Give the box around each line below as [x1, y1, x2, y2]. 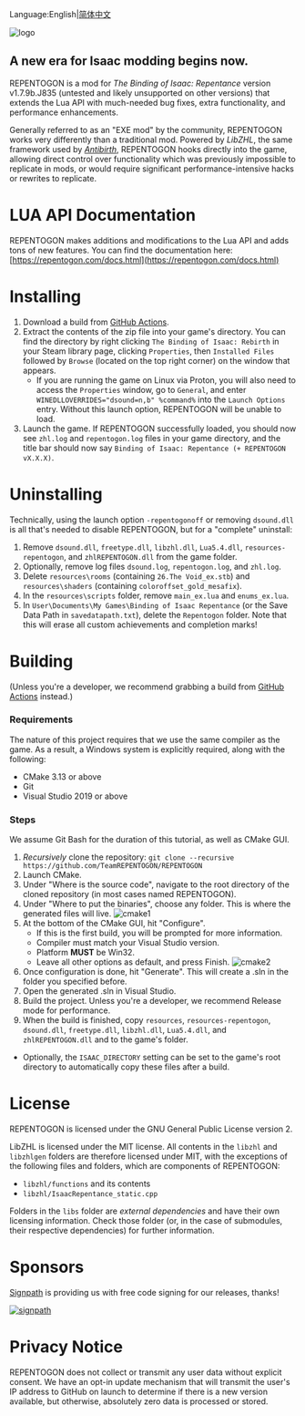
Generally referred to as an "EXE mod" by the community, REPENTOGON [9, 124, 283, 135]
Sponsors [9, 1257, 85, 1277]
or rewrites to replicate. [9, 172, 97, 183]
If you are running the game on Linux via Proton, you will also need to [36, 374, 296, 386]
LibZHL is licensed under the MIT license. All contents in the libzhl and [9, 1142, 278, 1152]
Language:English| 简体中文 [9, 9, 111, 19]
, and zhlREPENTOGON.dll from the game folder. [63, 551, 238, 562]
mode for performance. [22, 1005, 111, 1016]
